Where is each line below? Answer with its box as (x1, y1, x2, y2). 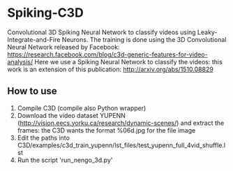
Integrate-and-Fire (7, 35, 61, 43)
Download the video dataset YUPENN (17, 111, 126, 119)
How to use (7, 85, 57, 97)
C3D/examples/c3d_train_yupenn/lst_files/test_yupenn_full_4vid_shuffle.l (17, 141, 225, 149)
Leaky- (197, 28, 218, 36)
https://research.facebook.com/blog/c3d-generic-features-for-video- (7, 50, 208, 59)
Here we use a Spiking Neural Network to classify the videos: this (34, 57, 223, 66)
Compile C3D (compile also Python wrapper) (17, 103, 146, 112)
